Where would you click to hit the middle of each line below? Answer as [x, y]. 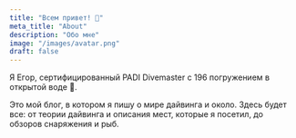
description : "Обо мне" [55, 34]
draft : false [34, 52]
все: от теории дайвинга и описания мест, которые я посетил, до [137, 114]
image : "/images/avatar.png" [65, 43]
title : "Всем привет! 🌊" [56, 18]
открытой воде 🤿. [43, 87]
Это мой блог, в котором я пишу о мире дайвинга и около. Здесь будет [148, 104]
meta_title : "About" [49, 26]
